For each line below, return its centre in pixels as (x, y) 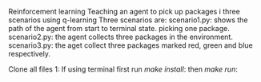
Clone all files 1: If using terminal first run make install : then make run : (123, 69)
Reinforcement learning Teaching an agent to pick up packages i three (124, 12)
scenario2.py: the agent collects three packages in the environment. (121, 37)
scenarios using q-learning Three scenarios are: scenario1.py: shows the (128, 20)
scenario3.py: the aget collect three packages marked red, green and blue (131, 45)
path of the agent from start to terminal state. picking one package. (119, 28)
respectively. (29, 54)
